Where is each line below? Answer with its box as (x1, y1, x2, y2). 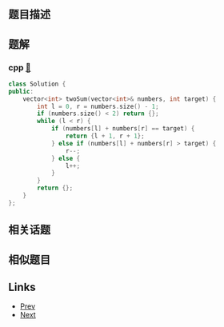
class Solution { (8, 80, 66, 88)
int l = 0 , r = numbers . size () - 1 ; (37, 102, 159, 110)
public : (8, 87, 34, 95)
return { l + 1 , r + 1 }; (65, 132, 146, 140)
